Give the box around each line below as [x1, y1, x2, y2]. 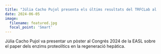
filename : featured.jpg [9, 20, 57, 26]
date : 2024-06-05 [5, 12, 40, 16]
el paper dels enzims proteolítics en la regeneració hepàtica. [5, 43, 126, 49]
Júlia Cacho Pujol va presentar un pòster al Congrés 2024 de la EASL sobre [5, 38, 156, 44]
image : [5, 16, 18, 21]
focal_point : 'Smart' [9, 25, 53, 30]
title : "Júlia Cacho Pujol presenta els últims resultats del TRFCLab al [5, 7, 157, 12]
